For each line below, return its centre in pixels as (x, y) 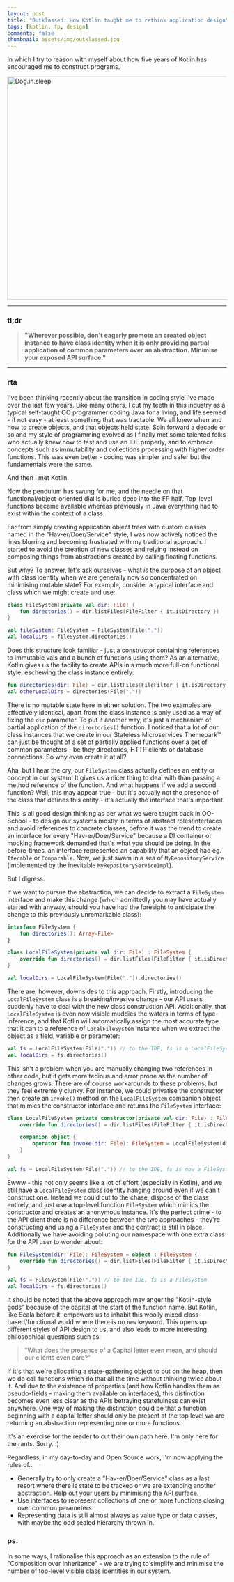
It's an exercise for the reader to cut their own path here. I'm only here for (112, 1436)
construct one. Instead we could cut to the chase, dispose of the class (108, 1197)
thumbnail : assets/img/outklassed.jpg (63, 40)
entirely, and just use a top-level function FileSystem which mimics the (108, 1204)
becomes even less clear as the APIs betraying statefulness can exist (107, 1401)
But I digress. (26, 878)
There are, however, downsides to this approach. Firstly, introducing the (110, 991)
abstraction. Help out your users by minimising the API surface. (108, 1493)
